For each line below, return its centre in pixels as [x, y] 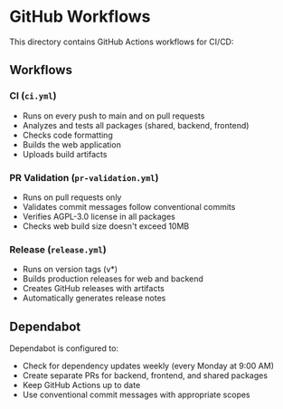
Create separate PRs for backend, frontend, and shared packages [145, 376]
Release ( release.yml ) [58, 249]
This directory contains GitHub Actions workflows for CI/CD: [122, 42]
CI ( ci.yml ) [33, 96]
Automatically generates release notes [94, 298]
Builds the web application [72, 144]
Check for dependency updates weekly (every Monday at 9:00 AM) [148, 366]
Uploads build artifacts [65, 154]
